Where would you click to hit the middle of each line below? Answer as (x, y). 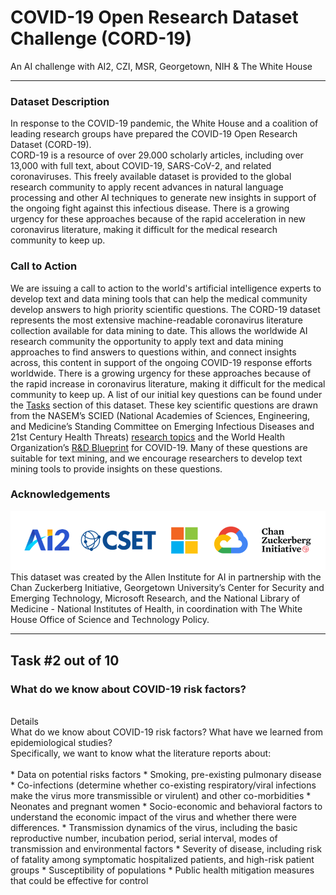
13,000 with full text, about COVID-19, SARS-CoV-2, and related (141, 166)
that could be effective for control (79, 881)
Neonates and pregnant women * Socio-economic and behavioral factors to (166, 807)
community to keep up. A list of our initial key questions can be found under (166, 394)
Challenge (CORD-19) (101, 38)
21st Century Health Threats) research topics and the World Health (147, 437)
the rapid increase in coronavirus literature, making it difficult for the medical (168, 383)
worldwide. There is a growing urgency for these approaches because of (161, 373)
